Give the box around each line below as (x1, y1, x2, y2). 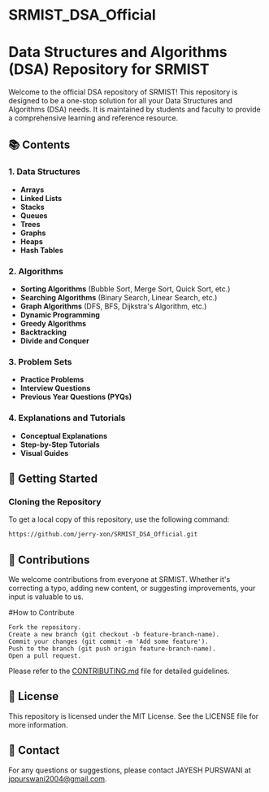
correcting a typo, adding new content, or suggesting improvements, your (8, 584, 256, 593)
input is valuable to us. (8, 592, 84, 602)
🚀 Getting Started (8, 472, 98, 486)
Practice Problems (20, 374, 85, 384)
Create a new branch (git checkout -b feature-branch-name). (8, 631, 220, 639)
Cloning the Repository (8, 497, 102, 508)
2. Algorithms (8, 265, 63, 277)
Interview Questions (20, 383, 91, 393)
